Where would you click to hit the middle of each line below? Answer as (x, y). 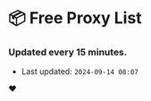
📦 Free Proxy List (75, 18)
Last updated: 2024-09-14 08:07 (80, 72)
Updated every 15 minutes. (68, 53)
